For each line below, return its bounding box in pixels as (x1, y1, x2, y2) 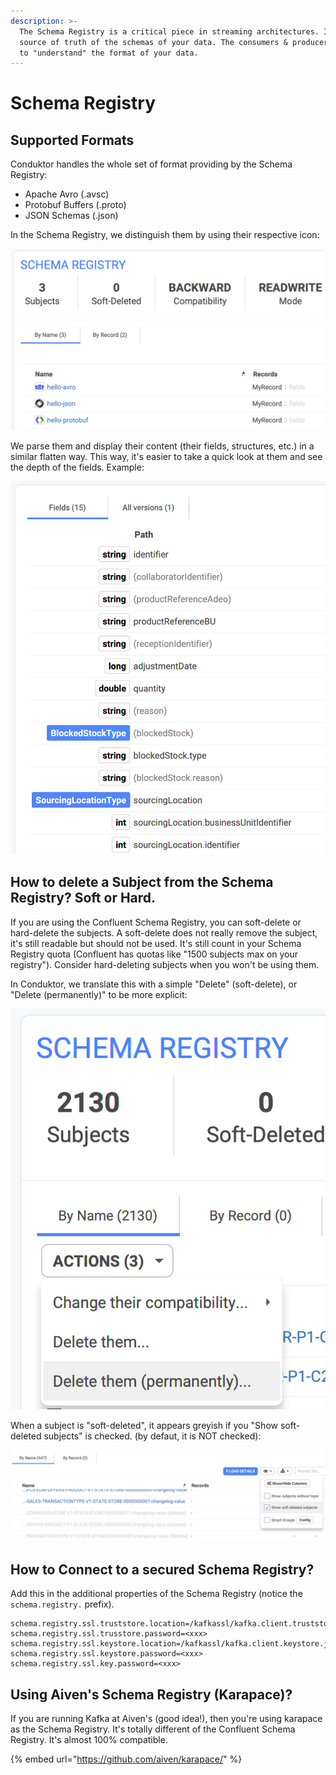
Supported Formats (10, 131, 135, 149)
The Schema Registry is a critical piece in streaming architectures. (19, 26, 320, 37)
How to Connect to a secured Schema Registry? (10, 1561, 315, 1578)
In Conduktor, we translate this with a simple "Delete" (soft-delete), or (10, 978, 298, 990)
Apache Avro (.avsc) (24, 188, 110, 200)
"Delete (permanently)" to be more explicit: (10, 988, 188, 1000)
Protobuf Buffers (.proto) (24, 199, 127, 211)
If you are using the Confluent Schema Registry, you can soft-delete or (10, 916, 302, 928)
